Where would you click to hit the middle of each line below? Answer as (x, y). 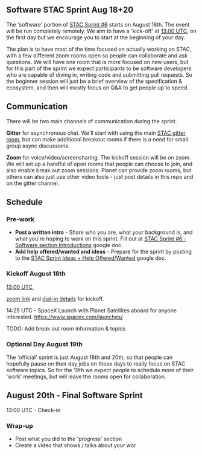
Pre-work (21, 219)
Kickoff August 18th (36, 274)
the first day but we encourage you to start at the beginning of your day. (96, 37)
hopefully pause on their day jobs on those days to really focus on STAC (96, 363)
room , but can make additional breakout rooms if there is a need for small (97, 139)
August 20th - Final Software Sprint (74, 395)
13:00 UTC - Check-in (33, 410)
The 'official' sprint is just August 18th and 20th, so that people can (90, 357)
